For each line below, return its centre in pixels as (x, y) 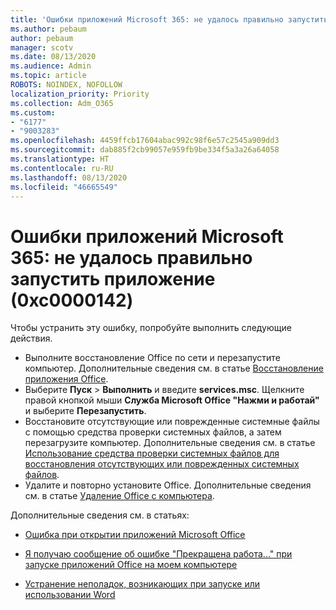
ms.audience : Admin (51, 66)
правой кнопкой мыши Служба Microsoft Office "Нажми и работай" (172, 400)
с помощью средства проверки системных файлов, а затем (153, 432)
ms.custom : (33, 112)
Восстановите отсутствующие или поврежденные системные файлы (172, 422)
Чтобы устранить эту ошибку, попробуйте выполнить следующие (151, 328)
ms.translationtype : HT (60, 159)
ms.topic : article (48, 76)
